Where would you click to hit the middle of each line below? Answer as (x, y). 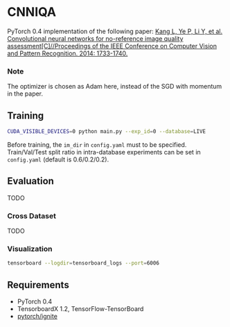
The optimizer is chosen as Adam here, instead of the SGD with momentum (115, 87)
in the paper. (25, 94)
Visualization (30, 249)
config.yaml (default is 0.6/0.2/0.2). (58, 159)
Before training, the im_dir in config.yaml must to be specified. (97, 144)
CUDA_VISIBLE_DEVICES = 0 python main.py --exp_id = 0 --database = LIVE (107, 132)
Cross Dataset (32, 215)
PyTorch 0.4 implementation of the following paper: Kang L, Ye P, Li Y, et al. (115, 31)
